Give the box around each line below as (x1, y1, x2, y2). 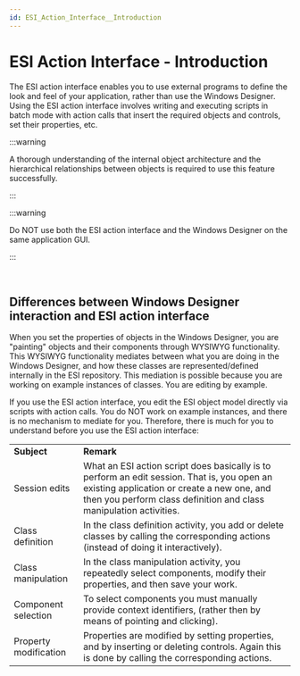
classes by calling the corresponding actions (83, 530, 271, 543)
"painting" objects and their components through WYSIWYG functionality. (9, 341, 280, 353)
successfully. (9, 172, 58, 183)
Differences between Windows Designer (9, 294, 239, 309)
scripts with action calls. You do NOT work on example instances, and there (9, 406, 287, 417)
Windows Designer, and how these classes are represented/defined (9, 361, 259, 371)
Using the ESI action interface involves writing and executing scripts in (9, 100, 269, 111)
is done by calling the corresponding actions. (83, 652, 272, 664)
